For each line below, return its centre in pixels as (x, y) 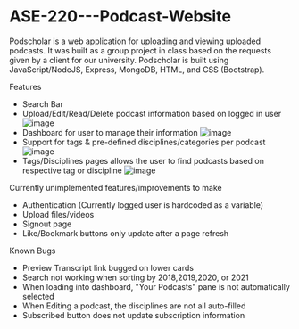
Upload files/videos (58, 214)
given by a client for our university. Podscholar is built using (119, 60)
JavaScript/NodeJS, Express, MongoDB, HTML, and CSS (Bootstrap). (137, 70)
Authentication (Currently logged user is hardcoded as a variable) (143, 205)
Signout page (47, 224)
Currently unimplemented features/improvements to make (116, 187)
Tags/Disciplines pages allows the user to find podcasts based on (143, 160)
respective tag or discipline (72, 170)
